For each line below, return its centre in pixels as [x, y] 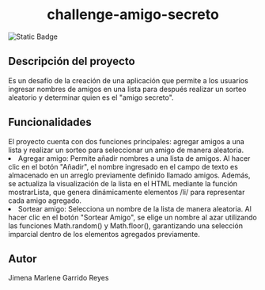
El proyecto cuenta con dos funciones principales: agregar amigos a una [127, 141]
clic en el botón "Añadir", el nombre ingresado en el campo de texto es [123, 166]
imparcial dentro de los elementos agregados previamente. [104, 234]
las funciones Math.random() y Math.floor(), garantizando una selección [126, 225]
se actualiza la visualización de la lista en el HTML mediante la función [123, 183]
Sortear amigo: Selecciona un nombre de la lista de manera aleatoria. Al [135, 208]
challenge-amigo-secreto [133, 15]
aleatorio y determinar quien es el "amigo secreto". [91, 97]
